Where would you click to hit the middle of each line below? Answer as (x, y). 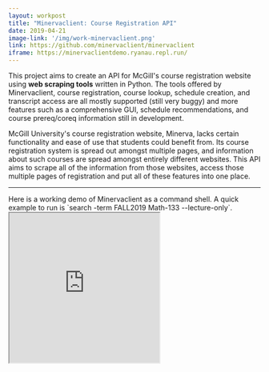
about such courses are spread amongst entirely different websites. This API (134, 159)
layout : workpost (37, 16)
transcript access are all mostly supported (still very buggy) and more (123, 101)
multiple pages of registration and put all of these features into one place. (129, 176)
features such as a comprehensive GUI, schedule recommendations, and (128, 110)
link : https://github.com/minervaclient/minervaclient (102, 46)
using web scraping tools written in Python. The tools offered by (115, 84)
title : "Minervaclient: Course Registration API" (93, 23)
